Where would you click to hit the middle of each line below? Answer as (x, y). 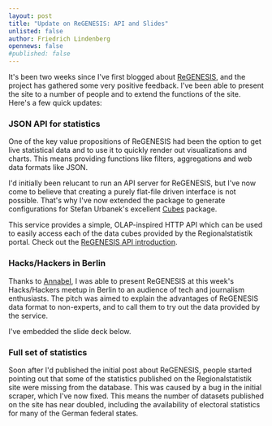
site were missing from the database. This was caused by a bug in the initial (135, 387)
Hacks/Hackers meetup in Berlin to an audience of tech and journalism (127, 289)
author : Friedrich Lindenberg (60, 39)
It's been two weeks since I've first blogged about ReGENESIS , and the (127, 77)
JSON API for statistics (54, 124)
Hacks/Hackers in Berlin (57, 263)
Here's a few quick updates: (56, 103)
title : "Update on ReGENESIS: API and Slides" (89, 24)
